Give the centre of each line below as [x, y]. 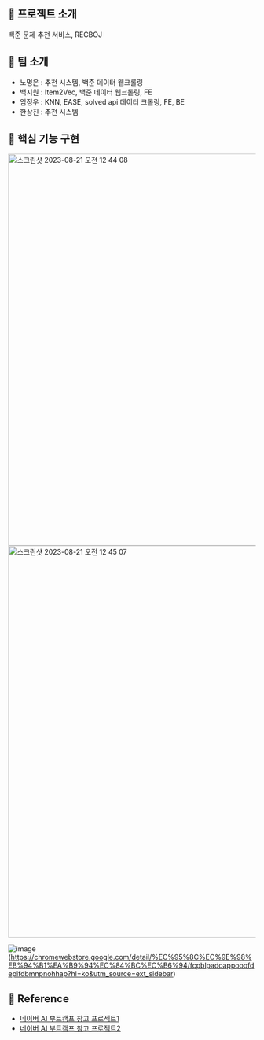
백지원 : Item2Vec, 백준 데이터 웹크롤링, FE [86, 92]
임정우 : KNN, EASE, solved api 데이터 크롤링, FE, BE [102, 101]
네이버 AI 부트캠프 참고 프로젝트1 [70, 1019]
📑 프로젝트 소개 [42, 14]
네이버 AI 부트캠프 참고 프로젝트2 [70, 1028]
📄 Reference [38, 999]
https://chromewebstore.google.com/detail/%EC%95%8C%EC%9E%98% [132, 957]
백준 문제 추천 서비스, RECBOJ [55, 35]
